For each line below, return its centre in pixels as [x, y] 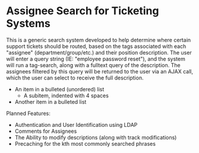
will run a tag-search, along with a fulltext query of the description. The [93, 65]
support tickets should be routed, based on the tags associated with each [96, 46]
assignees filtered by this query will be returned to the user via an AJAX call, [99, 71]
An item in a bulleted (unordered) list [59, 89]
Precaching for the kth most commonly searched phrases [85, 144]
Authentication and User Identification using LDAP [76, 125]
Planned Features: [28, 113]
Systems [28, 23]
